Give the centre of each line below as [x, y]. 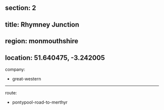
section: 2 [21, 8]
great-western [27, 79]
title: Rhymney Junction [42, 25]
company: [15, 69]
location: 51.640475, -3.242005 [55, 58]
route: [11, 92]
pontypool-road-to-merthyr [40, 102]
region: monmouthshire [42, 41]
